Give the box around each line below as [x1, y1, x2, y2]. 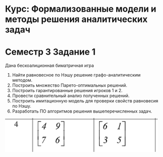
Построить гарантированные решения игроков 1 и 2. [12, 88, 123, 94]
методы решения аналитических [5, 14, 148, 25]
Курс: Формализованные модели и [5, 3, 157, 15]
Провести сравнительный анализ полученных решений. [12, 93, 130, 98]
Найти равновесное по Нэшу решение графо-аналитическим [12, 72, 141, 78]
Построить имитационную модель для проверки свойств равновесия [12, 98, 159, 104]
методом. [12, 77, 33, 83]
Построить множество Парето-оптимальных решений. [12, 82, 127, 88]
